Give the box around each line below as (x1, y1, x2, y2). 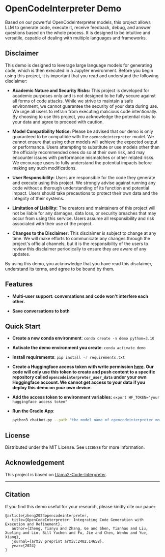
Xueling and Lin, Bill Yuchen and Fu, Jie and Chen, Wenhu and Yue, (5, 530, 148, 535)
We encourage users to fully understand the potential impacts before (12, 159, 152, 165)
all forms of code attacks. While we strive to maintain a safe (12, 98, 134, 104)
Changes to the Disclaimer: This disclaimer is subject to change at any (12, 230, 157, 236)
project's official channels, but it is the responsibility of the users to (12, 241, 148, 247)
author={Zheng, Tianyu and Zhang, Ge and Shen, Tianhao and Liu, (11, 526, 148, 531)
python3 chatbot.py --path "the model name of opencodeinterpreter (12, 418, 153, 423)
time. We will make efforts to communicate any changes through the (12, 235, 151, 241)
